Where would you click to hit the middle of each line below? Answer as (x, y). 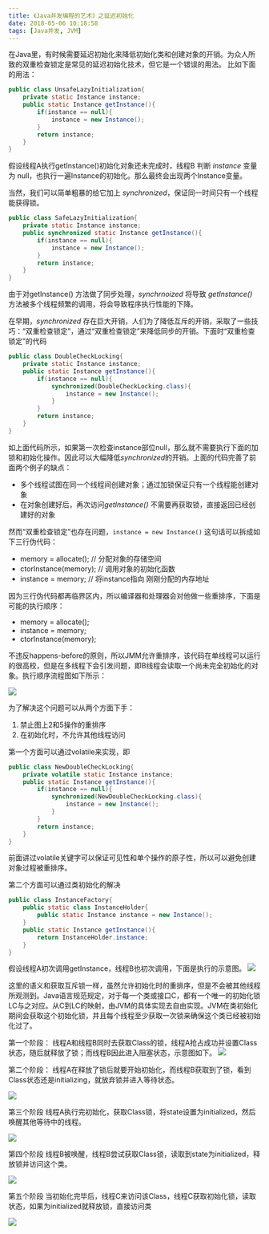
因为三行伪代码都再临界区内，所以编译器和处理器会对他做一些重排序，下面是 (134, 595)
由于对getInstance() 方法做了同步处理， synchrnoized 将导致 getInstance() (130, 294)
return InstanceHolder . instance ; (93, 937)
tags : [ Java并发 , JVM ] (45, 30)
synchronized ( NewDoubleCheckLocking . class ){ (126, 797)
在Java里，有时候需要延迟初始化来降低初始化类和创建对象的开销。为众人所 (132, 55)
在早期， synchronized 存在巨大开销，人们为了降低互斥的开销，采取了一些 (130, 321)
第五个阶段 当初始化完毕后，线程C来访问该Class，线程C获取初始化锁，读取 (132, 1196)
